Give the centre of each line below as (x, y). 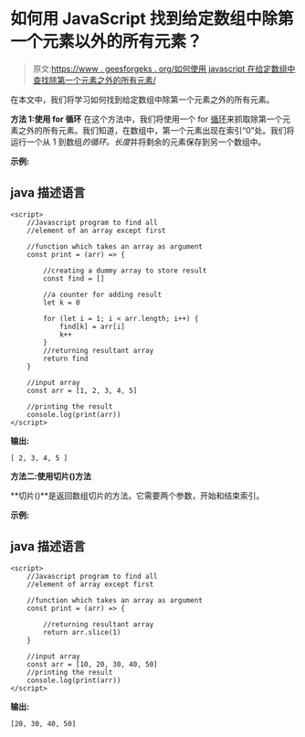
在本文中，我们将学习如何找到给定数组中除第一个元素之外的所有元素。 (142, 99)
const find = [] (74, 278)
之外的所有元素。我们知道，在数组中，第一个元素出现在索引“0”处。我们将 (156, 130)
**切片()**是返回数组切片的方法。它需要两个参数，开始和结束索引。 (137, 496)
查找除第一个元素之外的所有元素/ (94, 80)
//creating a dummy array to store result (125, 271)
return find (66, 358)
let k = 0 (62, 303)
